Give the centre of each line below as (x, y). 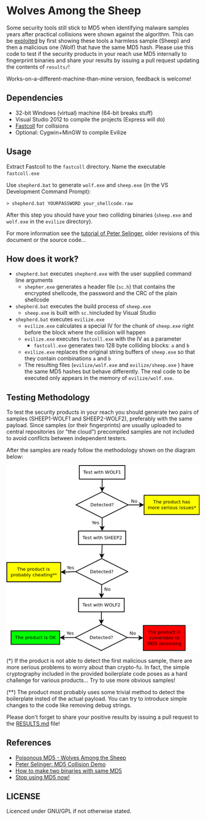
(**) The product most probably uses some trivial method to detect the (96, 692)
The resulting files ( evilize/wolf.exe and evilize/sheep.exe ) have (109, 365)
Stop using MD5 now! (42, 777)
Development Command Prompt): (49, 191)
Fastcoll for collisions (42, 126)
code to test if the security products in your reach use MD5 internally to (97, 53)
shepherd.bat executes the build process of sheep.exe (83, 306)
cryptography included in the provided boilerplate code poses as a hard (97, 673)
